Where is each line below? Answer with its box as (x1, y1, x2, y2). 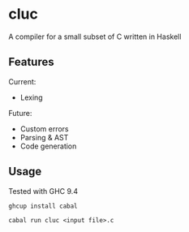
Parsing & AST (19, 132, 69, 142)
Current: (8, 76, 37, 86)
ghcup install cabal (8, 202, 79, 210)
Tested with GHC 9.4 (8, 186, 79, 195)
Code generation (19, 141, 77, 151)
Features (8, 55, 54, 69)
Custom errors (19, 123, 69, 134)
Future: (8, 108, 32, 118)
